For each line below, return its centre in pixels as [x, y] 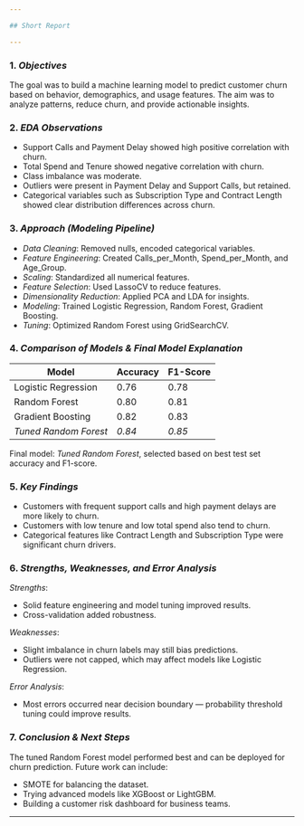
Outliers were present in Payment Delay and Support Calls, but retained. [157, 185]
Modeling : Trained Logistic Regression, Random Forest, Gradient [143, 306]
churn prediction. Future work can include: [89, 766]
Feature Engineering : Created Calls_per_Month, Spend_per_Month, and [155, 258]
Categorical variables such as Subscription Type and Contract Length [152, 195]
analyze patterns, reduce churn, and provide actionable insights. [130, 104]
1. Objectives [38, 65]
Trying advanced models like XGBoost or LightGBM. [119, 793]
